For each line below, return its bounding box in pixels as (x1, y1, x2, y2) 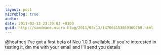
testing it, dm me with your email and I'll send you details (5, 44, 121, 50)
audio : (5, 16, 19, 21)
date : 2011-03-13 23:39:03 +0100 (5, 21, 74, 26)
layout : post (5, 7, 32, 12)
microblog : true (5, 12, 39, 17)
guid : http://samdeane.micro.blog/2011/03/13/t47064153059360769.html (5, 26, 154, 30)
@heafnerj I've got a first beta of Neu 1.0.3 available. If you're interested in (5, 39, 157, 45)
